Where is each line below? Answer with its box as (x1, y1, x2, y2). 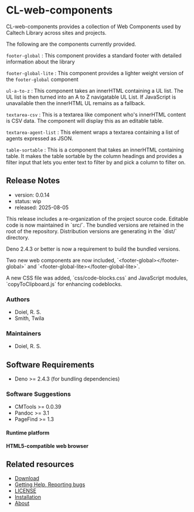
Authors (6, 295, 30, 303)
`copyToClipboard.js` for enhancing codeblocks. (6, 280, 122, 288)
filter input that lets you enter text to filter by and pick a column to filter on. (6, 159, 186, 166)
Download (14, 475, 40, 482)
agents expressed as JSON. (6, 134, 73, 142)
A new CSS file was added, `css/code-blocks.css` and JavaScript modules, (6, 274, 188, 281)
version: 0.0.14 (14, 191, 50, 198)
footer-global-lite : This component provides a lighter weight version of (6, 69, 184, 76)
